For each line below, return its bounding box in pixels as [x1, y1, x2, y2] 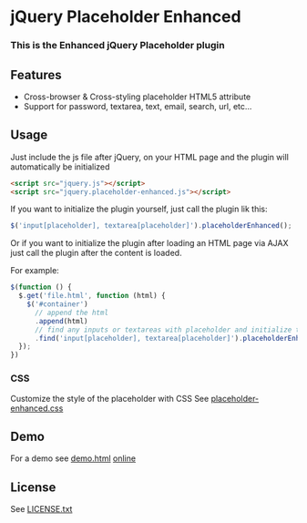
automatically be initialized [10, 161, 110, 172]
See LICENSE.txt [10, 504, 73, 515]
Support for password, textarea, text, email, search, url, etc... [23, 100, 252, 111]
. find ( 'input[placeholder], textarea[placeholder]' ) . [34, 333, 244, 343]
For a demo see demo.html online [10, 453, 136, 464]
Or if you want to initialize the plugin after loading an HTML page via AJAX [10, 238, 290, 249]
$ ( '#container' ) [26, 300, 89, 309]
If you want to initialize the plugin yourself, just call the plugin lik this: [10, 203, 268, 215]
